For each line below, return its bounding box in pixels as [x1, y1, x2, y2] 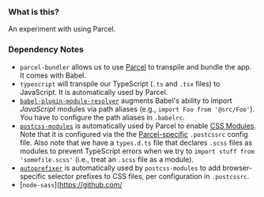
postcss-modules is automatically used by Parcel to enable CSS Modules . [19, 121, 257, 131]
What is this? [8, 6, 59, 17]
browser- [222, 163, 253, 172]
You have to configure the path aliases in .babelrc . [19, 112, 186, 122]
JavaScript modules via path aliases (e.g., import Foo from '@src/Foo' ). [19, 104, 255, 113]
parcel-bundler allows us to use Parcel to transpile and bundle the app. [19, 62, 252, 71]
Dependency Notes [8, 44, 85, 55]
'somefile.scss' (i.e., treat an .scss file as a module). [19, 154, 194, 164]
